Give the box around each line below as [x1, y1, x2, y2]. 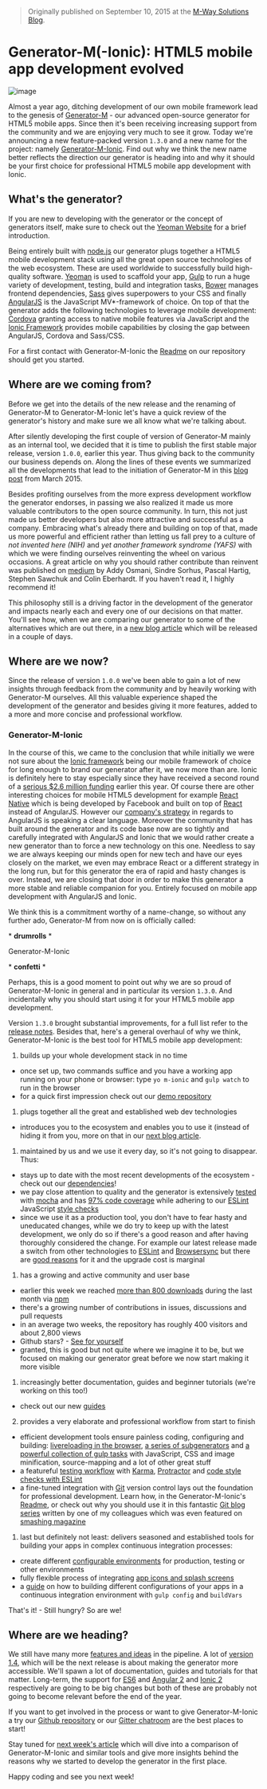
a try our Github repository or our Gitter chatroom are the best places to [8, 1716, 244, 1725]
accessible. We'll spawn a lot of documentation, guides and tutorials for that [8, 1666, 258, 1676]
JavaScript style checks [19, 1203, 100, 1214]
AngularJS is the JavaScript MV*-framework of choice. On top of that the [8, 296, 249, 306]
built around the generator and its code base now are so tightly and [8, 824, 230, 834]
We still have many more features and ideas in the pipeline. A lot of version [8, 1650, 253, 1659]
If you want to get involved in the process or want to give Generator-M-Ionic [8, 1707, 259, 1716]
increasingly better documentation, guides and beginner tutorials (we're [19, 1377, 257, 1387]
